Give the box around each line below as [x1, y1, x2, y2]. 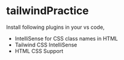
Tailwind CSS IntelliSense [14, 41, 77, 48]
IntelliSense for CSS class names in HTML [14, 35, 118, 42]
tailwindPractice [6, 4, 89, 18]
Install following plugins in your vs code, [6, 24, 105, 31]
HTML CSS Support [14, 47, 64, 54]
